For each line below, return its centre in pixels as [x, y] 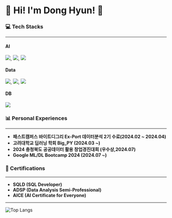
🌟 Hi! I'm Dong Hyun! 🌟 [54, 10]
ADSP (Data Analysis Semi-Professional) [57, 190]
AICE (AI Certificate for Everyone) [49, 195]
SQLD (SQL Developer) [37, 184]
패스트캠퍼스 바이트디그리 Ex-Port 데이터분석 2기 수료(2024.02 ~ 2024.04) [89, 137]
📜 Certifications [25, 168]
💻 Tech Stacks [24, 27]
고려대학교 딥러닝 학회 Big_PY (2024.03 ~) [57, 143]
